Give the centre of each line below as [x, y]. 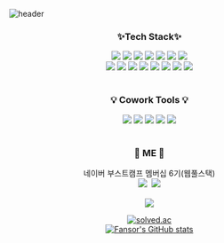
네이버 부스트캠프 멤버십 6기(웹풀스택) [149, 173]
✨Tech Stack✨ [149, 36]
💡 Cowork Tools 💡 [149, 100]
